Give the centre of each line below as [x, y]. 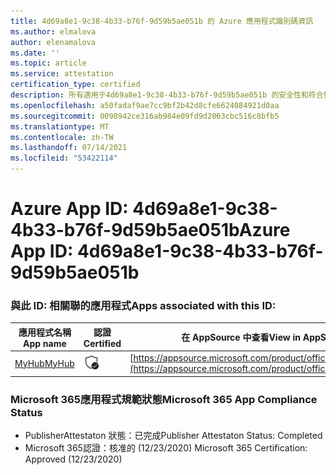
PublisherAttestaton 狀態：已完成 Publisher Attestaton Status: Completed [173, 436]
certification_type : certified [75, 85]
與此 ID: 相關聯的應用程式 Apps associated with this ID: [143, 306]
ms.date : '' [35, 53]
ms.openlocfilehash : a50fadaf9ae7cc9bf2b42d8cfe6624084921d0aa [145, 105]
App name [44, 343]
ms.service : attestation [62, 74]
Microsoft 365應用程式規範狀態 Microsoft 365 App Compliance [164, 399]
